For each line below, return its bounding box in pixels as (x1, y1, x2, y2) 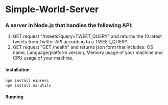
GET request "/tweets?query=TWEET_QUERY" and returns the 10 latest (12, 33, 162, 39)
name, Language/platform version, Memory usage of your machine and (12, 49, 163, 56)
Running (5, 94, 24, 100)
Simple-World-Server (5, 4, 99, 15)
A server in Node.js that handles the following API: (5, 22, 133, 29)
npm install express (5, 78, 50, 83)
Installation (5, 67, 30, 73)
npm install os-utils (5, 83, 52, 88)
